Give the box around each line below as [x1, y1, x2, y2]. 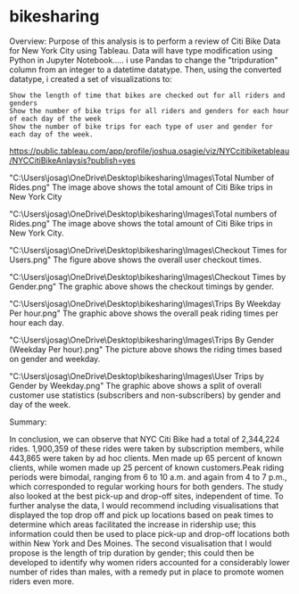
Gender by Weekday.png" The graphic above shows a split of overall [9, 380, 262, 391]
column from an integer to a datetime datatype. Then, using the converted [9, 64, 282, 75]
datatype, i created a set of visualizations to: [9, 73, 172, 84]
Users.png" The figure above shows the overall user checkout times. [9, 254, 262, 265]
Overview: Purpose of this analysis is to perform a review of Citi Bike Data [9, 36, 281, 46]
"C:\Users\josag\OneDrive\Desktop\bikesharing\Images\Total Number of [9, 172, 275, 183]
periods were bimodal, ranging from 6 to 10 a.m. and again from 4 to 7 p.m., [9, 471, 287, 483]
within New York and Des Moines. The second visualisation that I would [9, 538, 272, 549]
